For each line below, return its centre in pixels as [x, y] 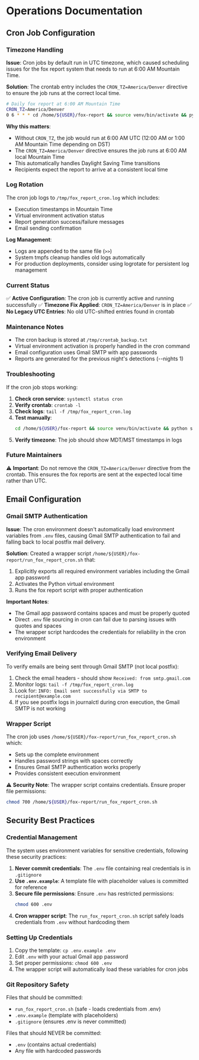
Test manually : [33, 417]
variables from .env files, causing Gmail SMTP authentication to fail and [93, 535]
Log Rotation [25, 185]
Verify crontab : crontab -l [48, 405]
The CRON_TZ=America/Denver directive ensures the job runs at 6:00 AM [101, 150]
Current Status [28, 285]
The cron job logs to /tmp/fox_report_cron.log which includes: [83, 198]
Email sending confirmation [48, 228]
